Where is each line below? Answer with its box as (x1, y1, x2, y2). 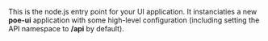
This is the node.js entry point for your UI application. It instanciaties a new (8, 7, 258, 16)
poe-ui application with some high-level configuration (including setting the (8, 15, 260, 25)
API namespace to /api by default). (8, 24, 125, 33)
